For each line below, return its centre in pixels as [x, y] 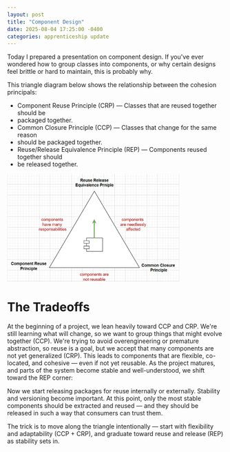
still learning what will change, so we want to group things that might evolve [115, 333]
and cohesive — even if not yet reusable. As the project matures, [123, 363]
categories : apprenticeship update [58, 37]
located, [19, 363]
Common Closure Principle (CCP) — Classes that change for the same [117, 128]
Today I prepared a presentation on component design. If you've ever [106, 57]
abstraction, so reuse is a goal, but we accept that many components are [111, 348]
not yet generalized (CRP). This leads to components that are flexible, [106, 355]
